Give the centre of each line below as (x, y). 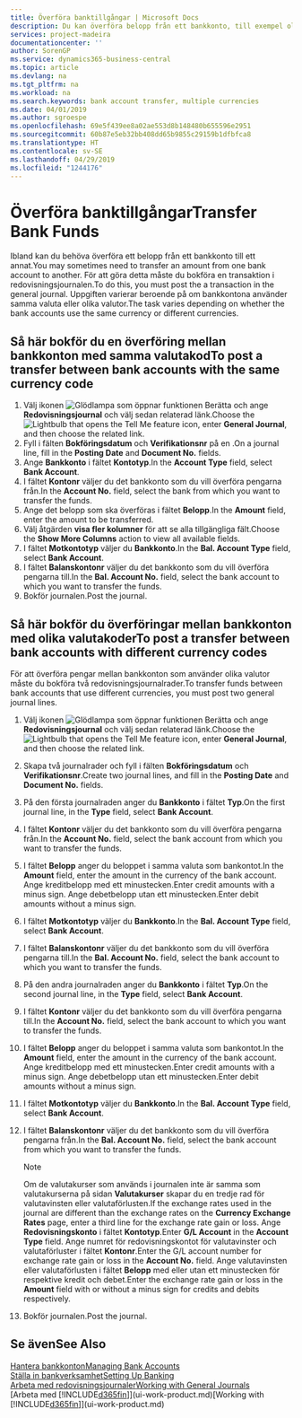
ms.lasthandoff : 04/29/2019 (63, 159)
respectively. (47, 1299)
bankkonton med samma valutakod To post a (137, 355)
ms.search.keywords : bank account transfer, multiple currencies (134, 101)
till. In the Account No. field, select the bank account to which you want (154, 1020)
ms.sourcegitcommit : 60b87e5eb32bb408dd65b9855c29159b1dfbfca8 (131, 135)
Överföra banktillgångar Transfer (134, 212)
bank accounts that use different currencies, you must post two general (142, 693)
